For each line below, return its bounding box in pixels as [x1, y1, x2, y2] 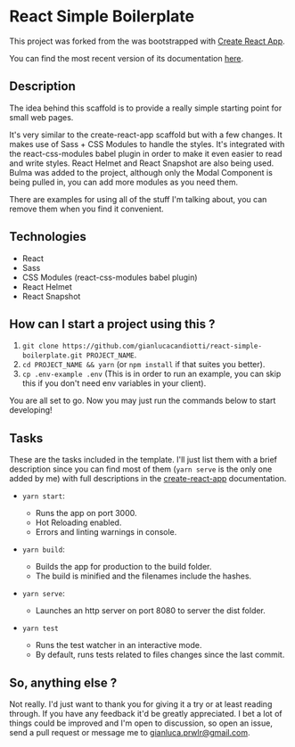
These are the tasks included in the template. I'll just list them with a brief [9, 455, 278, 465]
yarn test [21, 624, 60, 634]
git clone [21, 341, 60, 351]
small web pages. [9, 111, 74, 122]
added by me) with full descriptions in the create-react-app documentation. [9, 473, 287, 484]
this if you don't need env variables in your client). [21, 378, 207, 389]
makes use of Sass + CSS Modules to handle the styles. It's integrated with [9, 138, 285, 149]
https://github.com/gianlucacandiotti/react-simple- [61, 341, 263, 351]
